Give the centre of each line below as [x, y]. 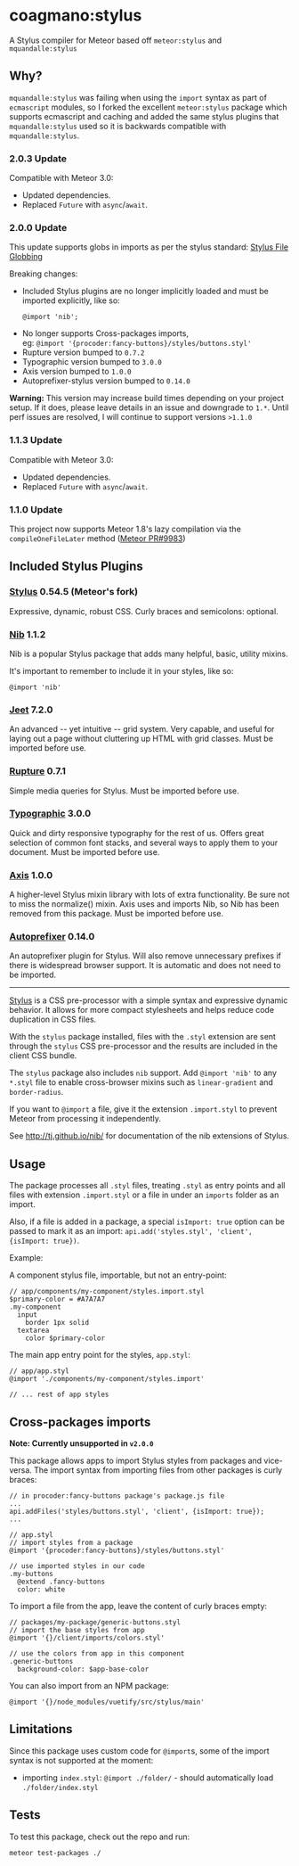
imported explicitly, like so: [71, 300]
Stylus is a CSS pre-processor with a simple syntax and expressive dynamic [149, 1000]
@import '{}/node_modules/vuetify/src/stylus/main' [107, 1702]
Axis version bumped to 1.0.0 [77, 372]
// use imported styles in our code [77, 1566]
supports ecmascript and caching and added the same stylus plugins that [144, 116]
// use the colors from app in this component [97, 1654]
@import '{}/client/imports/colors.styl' [87, 1638]
